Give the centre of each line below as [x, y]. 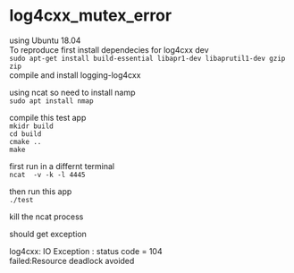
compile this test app [48, 117]
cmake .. [25, 141]
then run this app [41, 191]
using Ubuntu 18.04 [45, 40]
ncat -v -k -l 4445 [48, 175]
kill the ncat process [46, 217]
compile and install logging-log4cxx [75, 75]
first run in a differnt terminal [62, 166]
